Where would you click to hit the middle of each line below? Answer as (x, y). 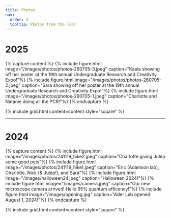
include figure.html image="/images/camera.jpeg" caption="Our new (78, 184)
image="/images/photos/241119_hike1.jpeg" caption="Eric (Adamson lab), (82, 167)
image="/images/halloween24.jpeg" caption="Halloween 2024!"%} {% (80, 178)
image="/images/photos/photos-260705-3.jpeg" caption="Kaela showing (83, 69)
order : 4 (19, 19)
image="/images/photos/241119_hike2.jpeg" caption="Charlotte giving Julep (85, 157)
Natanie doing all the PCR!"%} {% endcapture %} (57, 102)
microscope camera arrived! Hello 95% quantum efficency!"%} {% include (83, 189)
